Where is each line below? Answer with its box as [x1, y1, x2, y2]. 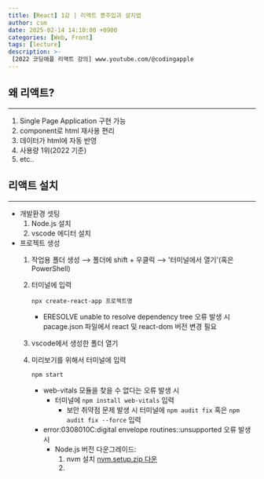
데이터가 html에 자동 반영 [19, 135, 97, 145]
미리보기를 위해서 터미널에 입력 [31, 355, 126, 364]
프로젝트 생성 [19, 238, 60, 247]
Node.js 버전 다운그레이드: [54, 444, 137, 454]
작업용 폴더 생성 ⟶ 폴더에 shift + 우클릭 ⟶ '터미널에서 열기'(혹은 [31, 254, 234, 264]
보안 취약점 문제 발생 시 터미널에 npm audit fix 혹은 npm [66, 405, 240, 415]
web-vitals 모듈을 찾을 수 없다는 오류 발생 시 [42, 386, 180, 395]
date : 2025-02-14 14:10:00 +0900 [8, 26, 118, 34]
